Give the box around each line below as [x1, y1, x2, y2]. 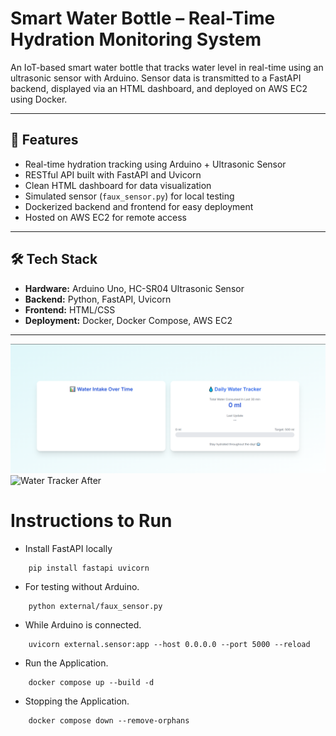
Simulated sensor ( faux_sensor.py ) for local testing [24, 190, 235, 202]
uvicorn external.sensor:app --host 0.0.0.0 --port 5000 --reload [28, 640, 311, 650]
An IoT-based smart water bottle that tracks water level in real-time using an [10, 61, 324, 73]
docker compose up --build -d [28, 678, 155, 688]
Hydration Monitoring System [10, 28, 262, 51]
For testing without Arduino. [24, 581, 140, 593]
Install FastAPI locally [24, 543, 113, 555]
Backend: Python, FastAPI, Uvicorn [24, 293, 172, 305]
